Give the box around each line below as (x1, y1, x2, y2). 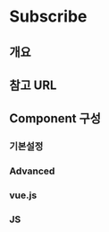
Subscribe (9, 6, 88, 27)
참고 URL (9, 77, 57, 93)
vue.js (9, 189, 38, 201)
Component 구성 (9, 111, 101, 127)
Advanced (9, 165, 55, 177)
